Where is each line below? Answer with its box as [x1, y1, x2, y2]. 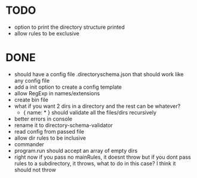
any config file [14, 77, 50, 84]
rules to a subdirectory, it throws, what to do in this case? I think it [14, 159, 176, 167]
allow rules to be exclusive [14, 29, 80, 37]
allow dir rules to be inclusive [14, 134, 86, 141]
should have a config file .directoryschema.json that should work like [14, 70, 184, 78]
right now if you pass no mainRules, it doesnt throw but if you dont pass [14, 153, 192, 161]
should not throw [14, 166, 56, 173]
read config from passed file [14, 128, 85, 135]
